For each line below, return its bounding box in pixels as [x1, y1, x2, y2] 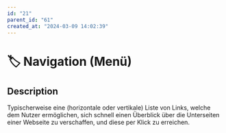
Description [7, 85, 58, 97]
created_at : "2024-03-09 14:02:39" [7, 23, 109, 29]
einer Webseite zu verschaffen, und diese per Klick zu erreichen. [7, 118, 190, 127]
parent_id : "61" [7, 16, 53, 23]
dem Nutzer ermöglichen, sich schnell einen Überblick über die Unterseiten [7, 111, 220, 119]
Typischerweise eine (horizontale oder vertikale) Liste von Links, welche [7, 104, 211, 112]
